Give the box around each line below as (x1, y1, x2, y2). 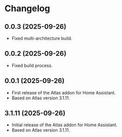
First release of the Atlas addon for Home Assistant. (11, 90, 116, 95)
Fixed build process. (11, 62, 53, 68)
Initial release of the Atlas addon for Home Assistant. (11, 122, 118, 128)
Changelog (4, 3, 50, 14)
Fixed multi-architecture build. (11, 35, 73, 41)
